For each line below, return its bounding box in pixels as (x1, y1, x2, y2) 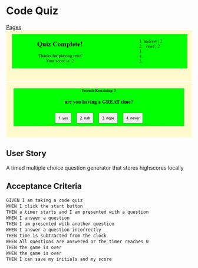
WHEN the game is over (6, 250, 62, 257)
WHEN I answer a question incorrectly (6, 227, 101, 233)
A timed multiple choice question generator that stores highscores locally (6, 164, 184, 171)
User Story (6, 148, 47, 158)
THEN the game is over (6, 244, 62, 251)
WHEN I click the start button (6, 203, 83, 210)
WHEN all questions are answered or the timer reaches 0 (6, 239, 149, 245)
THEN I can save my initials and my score (6, 256, 112, 263)
